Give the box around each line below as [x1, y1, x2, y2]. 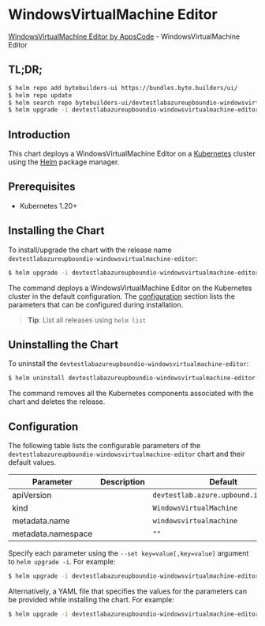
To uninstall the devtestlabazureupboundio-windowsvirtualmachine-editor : [8, 359, 249, 368]
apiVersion [12, 490, 52, 501]
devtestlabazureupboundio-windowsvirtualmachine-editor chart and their [8, 449, 245, 459]
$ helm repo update [8, 91, 73, 100]
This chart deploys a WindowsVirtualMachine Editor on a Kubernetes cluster [8, 149, 256, 159]
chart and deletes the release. [8, 397, 106, 406]
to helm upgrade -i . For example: [8, 557, 116, 567]
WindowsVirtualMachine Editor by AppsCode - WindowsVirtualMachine [8, 32, 241, 41]
